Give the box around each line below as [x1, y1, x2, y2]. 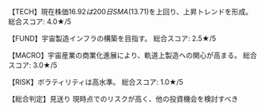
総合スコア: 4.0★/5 [8, 17, 72, 26]
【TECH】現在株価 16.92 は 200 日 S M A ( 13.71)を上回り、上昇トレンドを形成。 [8, 7, 253, 16]
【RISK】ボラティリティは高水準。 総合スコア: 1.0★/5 [8, 78, 184, 86]
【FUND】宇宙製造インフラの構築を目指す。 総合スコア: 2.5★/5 [8, 34, 217, 43]
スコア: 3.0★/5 [8, 60, 58, 70]
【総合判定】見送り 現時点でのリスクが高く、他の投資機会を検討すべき [8, 94, 239, 103]
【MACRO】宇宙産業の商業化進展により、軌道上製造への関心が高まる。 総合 [8, 51, 257, 59]
